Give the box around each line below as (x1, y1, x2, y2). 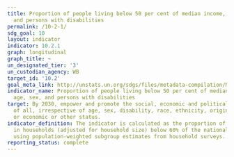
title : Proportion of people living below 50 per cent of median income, (7, 10, 226, 17)
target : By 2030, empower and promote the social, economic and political (7, 101, 229, 108)
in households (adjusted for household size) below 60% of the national (13, 126, 229, 133)
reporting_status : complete (7, 140, 89, 147)
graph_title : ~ (7, 56, 52, 63)
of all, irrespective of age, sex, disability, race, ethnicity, (13, 107, 208, 114)
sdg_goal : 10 (7, 29, 45, 37)
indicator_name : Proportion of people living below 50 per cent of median (7, 88, 229, 94)
